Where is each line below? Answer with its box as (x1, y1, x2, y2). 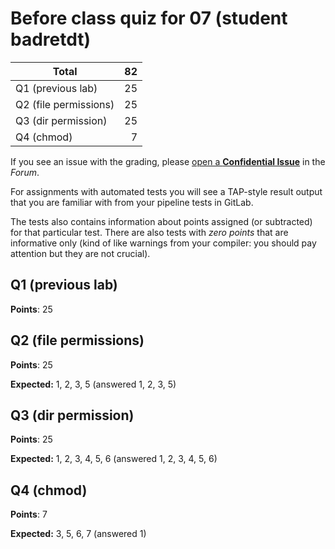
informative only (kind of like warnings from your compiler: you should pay (10, 237, 317, 249)
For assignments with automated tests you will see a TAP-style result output (10, 185, 323, 197)
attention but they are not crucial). (10, 247, 151, 259)
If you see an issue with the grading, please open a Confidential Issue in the (10, 155, 326, 167)
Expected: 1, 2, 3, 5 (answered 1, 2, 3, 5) (10, 378, 177, 390)
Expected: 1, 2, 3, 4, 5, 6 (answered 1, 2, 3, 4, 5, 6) (10, 453, 218, 465)
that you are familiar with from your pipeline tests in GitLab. (10, 196, 254, 208)
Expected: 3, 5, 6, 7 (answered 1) (10, 528, 147, 540)
